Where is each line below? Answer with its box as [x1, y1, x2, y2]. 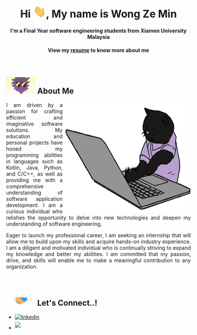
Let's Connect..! [37, 298, 98, 308]
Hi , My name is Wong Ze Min [20, 8, 177, 21]
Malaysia [87, 33, 110, 40]
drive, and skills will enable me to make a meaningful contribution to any [6, 257, 191, 264]
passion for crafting [6, 108, 63, 115]
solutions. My [6, 127, 63, 134]
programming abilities [6, 152, 63, 159]
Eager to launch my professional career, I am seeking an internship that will [6, 232, 191, 239]
